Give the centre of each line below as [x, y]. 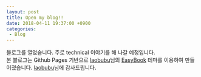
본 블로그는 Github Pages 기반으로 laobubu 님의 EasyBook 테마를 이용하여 [95, 60]
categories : [21, 29]
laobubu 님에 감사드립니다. [65, 68]
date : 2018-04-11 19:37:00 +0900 [49, 23]
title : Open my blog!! [35, 18]
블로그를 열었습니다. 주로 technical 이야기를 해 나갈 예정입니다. [81, 53]
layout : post [23, 12]
